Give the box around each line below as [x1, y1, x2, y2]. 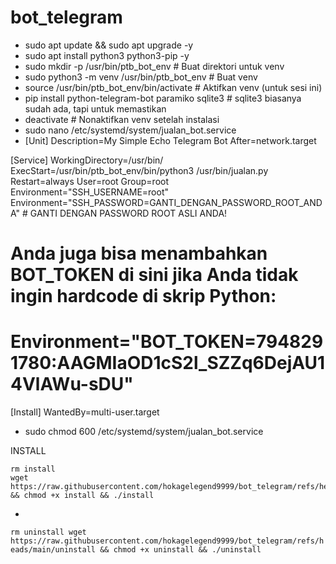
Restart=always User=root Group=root [10, 175, 170, 187]
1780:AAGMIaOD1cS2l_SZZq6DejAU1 [10, 352, 326, 375]
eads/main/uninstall [10, 545, 97, 555]
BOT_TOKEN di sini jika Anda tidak [10, 264, 299, 286]
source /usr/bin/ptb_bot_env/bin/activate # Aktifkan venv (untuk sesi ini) [24, 81, 323, 93]
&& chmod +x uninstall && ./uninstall [99, 545, 262, 555]
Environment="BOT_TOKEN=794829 [10, 331, 324, 353]
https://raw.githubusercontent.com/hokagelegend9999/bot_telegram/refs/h [10, 536, 325, 546]
